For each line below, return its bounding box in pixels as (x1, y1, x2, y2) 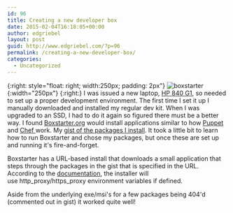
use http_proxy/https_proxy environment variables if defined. (7, 176, 183, 185)
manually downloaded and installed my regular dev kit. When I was (7, 103, 200, 112)
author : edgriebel (7, 29, 61, 37)
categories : (7, 56, 42, 63)
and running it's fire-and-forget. (7, 140, 99, 149)
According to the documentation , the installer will (7, 169, 149, 177)
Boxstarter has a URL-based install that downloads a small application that (7, 154, 222, 163)
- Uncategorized (13, 62, 61, 69)
